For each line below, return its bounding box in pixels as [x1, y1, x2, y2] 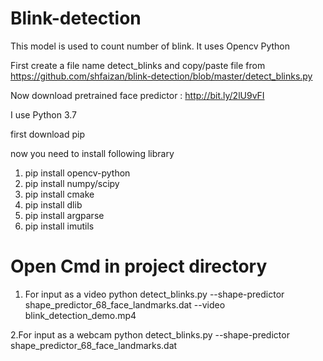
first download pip [10, 128, 86, 140]
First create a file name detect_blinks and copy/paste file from [10, 59, 266, 71]
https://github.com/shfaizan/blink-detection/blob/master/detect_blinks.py [10, 70, 313, 82]
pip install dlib [24, 198, 83, 211]
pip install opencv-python [24, 167, 131, 179]
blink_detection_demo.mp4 [24, 309, 137, 321]
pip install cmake [24, 188, 95, 200]
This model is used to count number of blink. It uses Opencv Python [10, 40, 291, 52]
